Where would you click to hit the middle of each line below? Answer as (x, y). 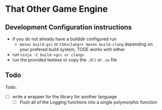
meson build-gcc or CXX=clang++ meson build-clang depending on (86, 44)
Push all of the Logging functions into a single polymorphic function (88, 102)
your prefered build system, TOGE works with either (72, 49)
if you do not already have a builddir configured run (64, 39)
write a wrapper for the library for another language (65, 96)
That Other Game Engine (57, 9)
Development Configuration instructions (68, 27)
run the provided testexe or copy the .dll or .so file (65, 60)
